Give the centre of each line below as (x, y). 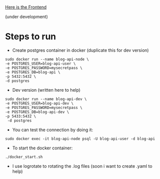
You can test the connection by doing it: (53, 130)
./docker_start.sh (24, 157)
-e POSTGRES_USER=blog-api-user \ (41, 64)
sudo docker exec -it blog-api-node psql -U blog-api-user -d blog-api (80, 139)
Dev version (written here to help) (46, 90)
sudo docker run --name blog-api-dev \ (46, 99)
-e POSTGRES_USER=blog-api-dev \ (39, 103)
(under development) (27, 17)
